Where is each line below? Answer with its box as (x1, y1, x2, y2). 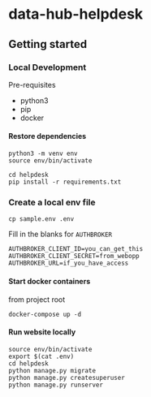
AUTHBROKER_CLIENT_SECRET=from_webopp (8, 252, 140, 261)
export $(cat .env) (8, 352, 75, 360)
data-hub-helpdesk (8, 5, 144, 24)
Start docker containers (8, 276, 91, 286)
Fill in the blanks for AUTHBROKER (8, 229, 113, 239)
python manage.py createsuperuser (8, 373, 126, 382)
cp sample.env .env (8, 215, 75, 223)
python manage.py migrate (8, 366, 96, 374)
